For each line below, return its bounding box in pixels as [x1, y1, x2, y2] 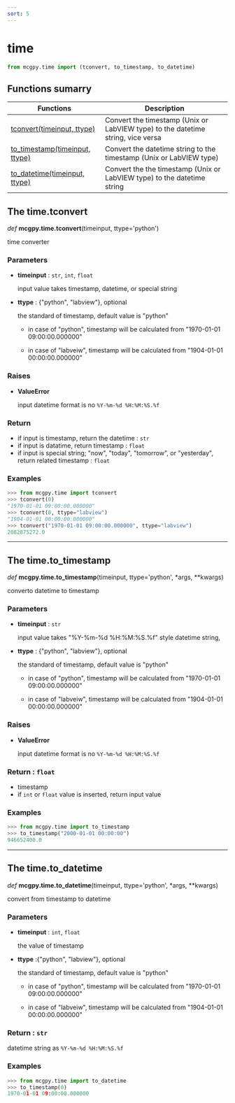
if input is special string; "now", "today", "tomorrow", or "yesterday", [17, 448, 213, 457]
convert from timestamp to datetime [7, 895, 111, 903]
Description [144, 104, 185, 113]
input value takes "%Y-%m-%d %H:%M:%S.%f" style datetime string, [17, 634, 220, 642]
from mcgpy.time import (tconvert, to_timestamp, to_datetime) [7, 64, 196, 71]
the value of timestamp [17, 941, 84, 950]
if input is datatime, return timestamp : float [17, 441, 145, 450]
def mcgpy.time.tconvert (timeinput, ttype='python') [7, 225, 159, 233]
